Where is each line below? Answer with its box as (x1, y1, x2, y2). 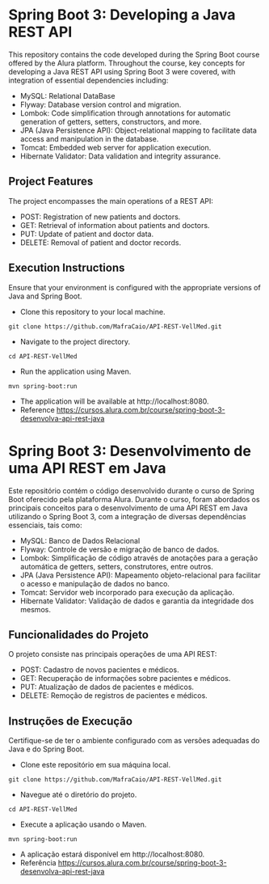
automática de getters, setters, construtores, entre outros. (19, 561, 214, 571)
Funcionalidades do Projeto (8, 628, 149, 641)
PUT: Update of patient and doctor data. (19, 229, 154, 239)
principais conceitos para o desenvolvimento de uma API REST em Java (8, 503, 248, 513)
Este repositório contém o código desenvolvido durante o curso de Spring (8, 485, 254, 495)
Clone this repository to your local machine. (19, 307, 166, 316)
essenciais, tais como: (8, 520, 82, 530)
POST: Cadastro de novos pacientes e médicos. (19, 665, 179, 675)
